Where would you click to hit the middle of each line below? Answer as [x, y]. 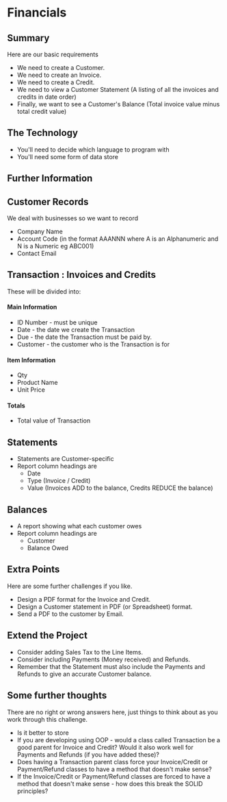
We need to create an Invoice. [59, 75]
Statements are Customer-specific [65, 459]
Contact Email [37, 253]
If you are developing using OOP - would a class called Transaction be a [119, 740]
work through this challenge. [47, 719]
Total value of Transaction [54, 421]
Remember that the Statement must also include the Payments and [111, 666]
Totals [16, 405]
